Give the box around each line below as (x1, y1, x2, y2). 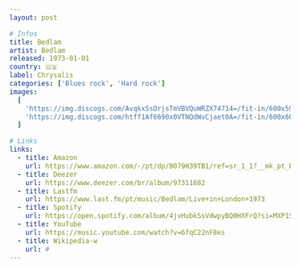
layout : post (9, 13, 58, 22)
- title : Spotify (17, 203, 82, 213)
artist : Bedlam (9, 46, 66, 54)
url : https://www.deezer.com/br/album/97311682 (25, 178, 205, 188)
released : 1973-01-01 (9, 54, 90, 63)
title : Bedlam (9, 38, 62, 46)
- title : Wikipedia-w (17, 236, 98, 246)
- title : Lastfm (17, 187, 78, 196)
